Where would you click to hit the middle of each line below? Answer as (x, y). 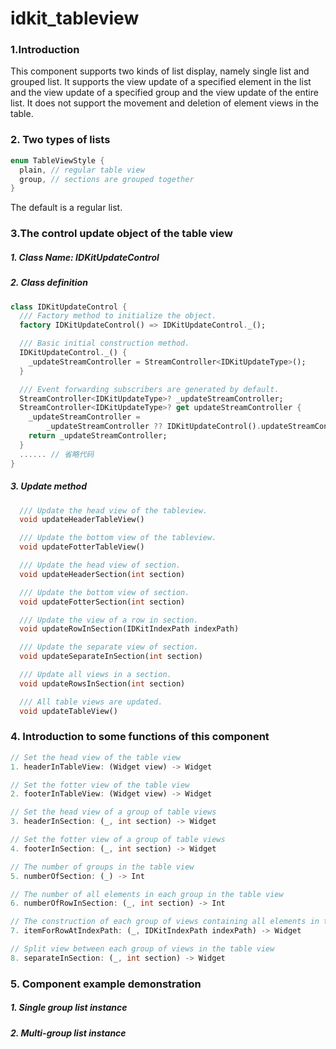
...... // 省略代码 (57, 454)
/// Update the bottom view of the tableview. (118, 538)
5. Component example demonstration (106, 984)
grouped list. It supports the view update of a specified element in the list (161, 82)
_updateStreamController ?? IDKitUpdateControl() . (154, 427)
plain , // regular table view (82, 170)
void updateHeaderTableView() (82, 520)
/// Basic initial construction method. (104, 343)
